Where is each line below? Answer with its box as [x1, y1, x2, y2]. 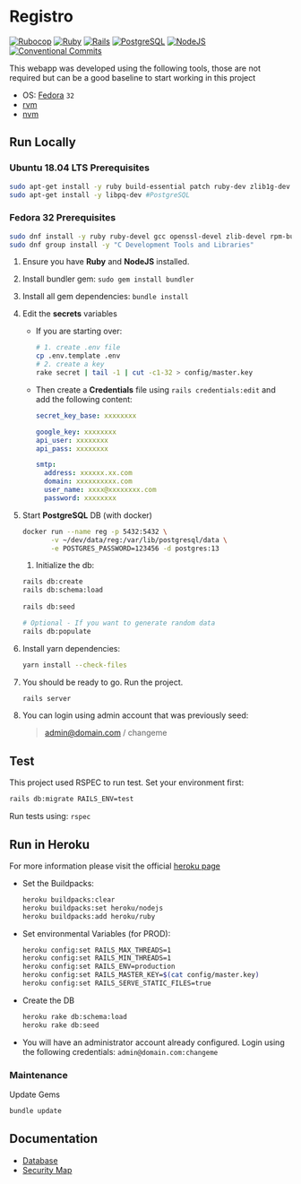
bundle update [9, 1106, 63, 1115]
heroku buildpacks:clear [21, 894, 116, 904]
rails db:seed [21, 602, 75, 611]
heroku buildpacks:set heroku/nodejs [21, 903, 164, 912]
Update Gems [9, 1089, 61, 1100]
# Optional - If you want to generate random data [21, 618, 216, 627]
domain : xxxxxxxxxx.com [43, 477, 133, 486]
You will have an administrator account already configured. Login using [21, 1037, 285, 1048]
